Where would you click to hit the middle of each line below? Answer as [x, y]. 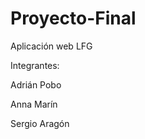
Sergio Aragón [40, 123]
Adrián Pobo [36, 84]
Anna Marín [34, 104]
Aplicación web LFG [51, 46]
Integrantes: [35, 65]
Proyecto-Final [73, 18]
